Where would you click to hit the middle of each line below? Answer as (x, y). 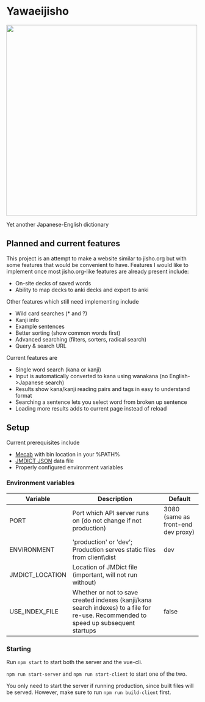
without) (84, 582)
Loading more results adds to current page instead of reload (91, 408)
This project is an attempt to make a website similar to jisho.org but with (97, 258)
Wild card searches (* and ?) (51, 313)
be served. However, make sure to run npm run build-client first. (89, 692)
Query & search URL (41, 346)
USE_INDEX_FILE (34, 611)
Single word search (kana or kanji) (58, 369)
